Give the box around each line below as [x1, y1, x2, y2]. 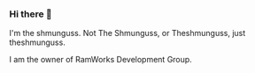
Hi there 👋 [9, 8, 53, 20]
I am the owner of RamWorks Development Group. [9, 55, 192, 65]
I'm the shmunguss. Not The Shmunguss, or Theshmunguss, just [9, 28, 246, 39]
